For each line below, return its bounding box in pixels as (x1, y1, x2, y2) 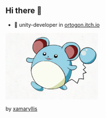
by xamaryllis (5, 105, 37, 112)
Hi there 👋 (5, 6, 42, 16)
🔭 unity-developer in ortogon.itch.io (13, 21, 100, 28)
